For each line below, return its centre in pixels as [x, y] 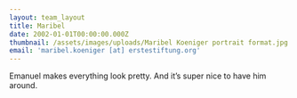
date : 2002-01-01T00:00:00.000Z [69, 34]
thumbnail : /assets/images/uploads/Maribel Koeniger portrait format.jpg [149, 42]
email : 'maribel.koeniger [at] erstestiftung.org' [105, 51]
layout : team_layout [48, 17]
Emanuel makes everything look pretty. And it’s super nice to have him [138, 76]
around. [24, 86]
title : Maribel [37, 26]
